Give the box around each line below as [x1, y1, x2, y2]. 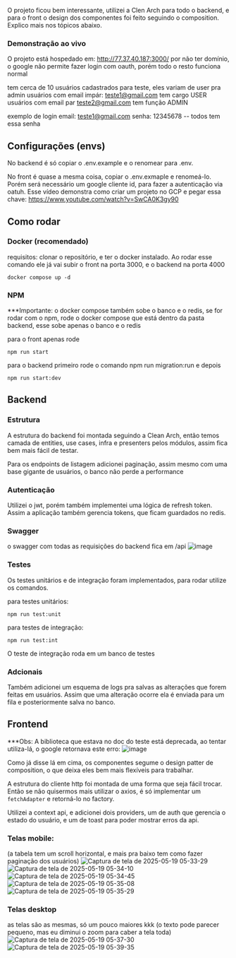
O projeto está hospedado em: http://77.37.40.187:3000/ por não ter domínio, [7, 54, 230, 63]
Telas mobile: [7, 833, 54, 843]
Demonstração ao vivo [7, 38, 87, 48]
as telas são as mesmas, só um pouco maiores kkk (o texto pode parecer [7, 921, 220, 929]
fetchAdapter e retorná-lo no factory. [7, 794, 115, 803]
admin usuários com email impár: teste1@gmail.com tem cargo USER [7, 91, 207, 100]
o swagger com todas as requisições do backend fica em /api [7, 542, 187, 550]
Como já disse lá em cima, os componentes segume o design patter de [7, 758, 213, 767]
